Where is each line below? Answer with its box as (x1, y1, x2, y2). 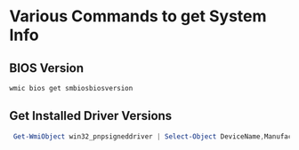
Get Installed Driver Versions (9, 108, 173, 123)
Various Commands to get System (9, 6, 267, 27)
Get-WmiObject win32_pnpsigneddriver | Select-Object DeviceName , (12, 131, 265, 141)
